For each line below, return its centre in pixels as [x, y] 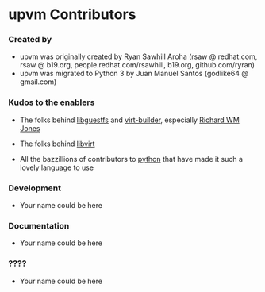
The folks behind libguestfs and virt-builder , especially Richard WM [129, 120]
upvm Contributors [72, 15]
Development [35, 188]
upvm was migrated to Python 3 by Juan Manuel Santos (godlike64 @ [134, 74]
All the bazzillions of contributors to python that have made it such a [131, 159]
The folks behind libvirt [57, 144]
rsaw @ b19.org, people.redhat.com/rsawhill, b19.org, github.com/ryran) [137, 65]
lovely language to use [56, 167]
